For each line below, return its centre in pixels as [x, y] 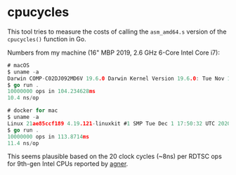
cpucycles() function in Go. [47, 38]
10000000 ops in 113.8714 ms [48, 136]
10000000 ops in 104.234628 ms [52, 92]
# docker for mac [33, 111]
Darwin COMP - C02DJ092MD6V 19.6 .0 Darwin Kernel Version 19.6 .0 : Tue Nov [116, 78]
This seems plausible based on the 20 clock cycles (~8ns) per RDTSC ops [115, 156]
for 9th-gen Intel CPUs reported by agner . [68, 164]
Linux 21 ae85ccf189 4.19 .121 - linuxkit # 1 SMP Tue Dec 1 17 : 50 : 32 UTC [111, 123]
